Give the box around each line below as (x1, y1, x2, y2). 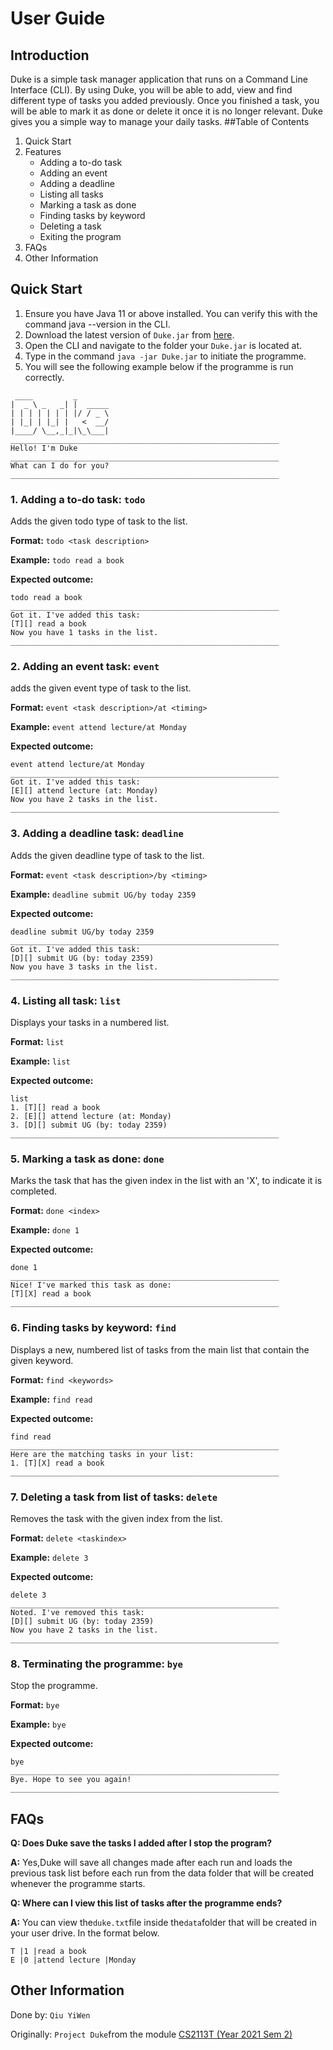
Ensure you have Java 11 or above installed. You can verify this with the (24, 307, 318, 319)
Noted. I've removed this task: (10, 1607, 145, 1617)
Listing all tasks (39, 188, 104, 200)
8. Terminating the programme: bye (10, 1657, 183, 1671)
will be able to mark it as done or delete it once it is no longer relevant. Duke (10, 105, 323, 117)
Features (24, 146, 62, 157)
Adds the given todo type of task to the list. (10, 515, 188, 527)
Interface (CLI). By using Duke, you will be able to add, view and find (10, 84, 293, 96)
